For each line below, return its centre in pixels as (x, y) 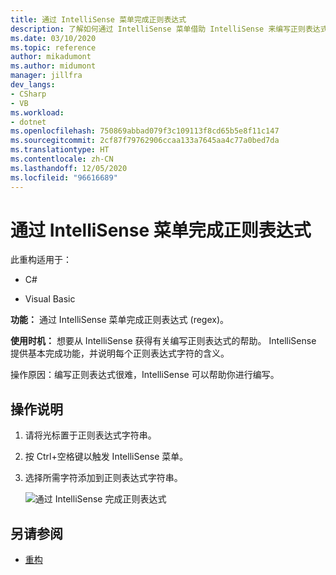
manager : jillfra (46, 76)
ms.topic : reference (53, 47)
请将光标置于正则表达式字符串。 (90, 435)
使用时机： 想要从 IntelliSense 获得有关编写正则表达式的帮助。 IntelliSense (163, 341)
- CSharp (28, 94)
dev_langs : (33, 85)
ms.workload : (37, 112)
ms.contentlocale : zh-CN (62, 159)
